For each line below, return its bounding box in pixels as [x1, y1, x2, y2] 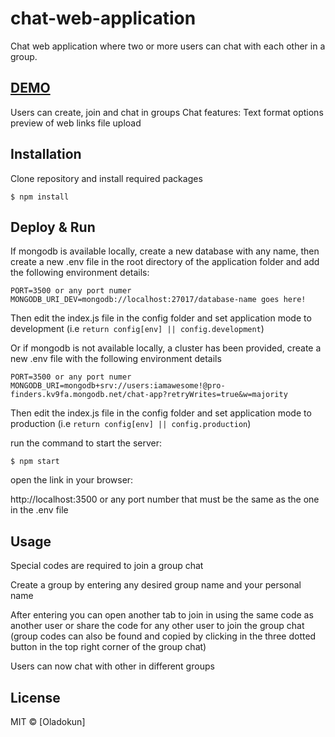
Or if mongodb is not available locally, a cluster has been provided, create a [10, 342, 322, 354]
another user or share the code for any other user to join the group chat [10, 620, 305, 632]
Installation [10, 146, 82, 163]
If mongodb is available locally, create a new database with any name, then [10, 245, 320, 257]
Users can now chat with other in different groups [10, 660, 215, 672]
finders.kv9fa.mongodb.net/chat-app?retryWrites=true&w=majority [10, 390, 288, 400]
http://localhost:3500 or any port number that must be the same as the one [10, 493, 320, 506]
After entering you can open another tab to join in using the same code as [10, 609, 314, 621]
